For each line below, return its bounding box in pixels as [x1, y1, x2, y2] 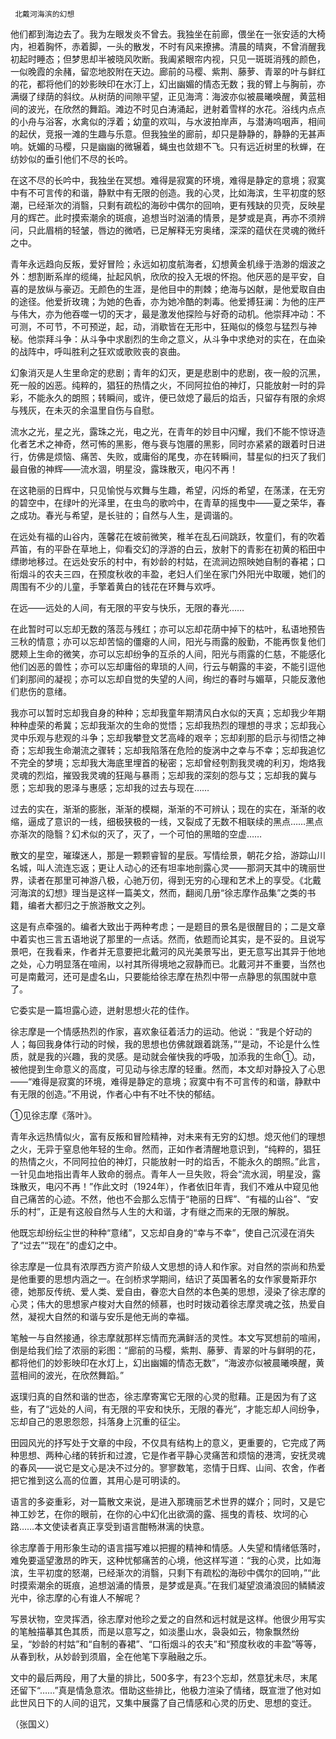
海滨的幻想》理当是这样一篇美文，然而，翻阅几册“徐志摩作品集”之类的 [18, 887, 308, 898]
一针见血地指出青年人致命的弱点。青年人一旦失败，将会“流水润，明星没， [10, 1168, 313, 1180]
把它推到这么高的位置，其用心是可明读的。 [10, 1474, 186, 1486]
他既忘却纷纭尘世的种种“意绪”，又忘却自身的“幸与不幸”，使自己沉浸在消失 [10, 1227, 315, 1238]
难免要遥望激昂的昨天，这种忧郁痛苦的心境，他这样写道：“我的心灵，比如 [10, 1554, 313, 1566]
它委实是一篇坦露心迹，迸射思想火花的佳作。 [10, 1004, 195, 1016]
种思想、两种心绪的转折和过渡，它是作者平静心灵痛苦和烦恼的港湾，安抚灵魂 [10, 1449, 326, 1461]
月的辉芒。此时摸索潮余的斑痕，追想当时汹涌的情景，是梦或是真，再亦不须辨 [10, 212, 326, 223]
